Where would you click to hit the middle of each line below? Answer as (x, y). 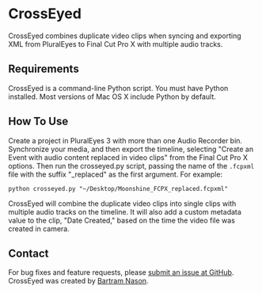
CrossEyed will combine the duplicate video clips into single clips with (122, 204)
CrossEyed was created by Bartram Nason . (78, 281)
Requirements (44, 69)
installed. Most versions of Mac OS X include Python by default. (112, 97)
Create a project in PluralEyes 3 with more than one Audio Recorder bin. (125, 140)
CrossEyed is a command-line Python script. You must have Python (118, 88)
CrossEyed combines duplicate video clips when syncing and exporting (125, 36)
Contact (28, 253)
